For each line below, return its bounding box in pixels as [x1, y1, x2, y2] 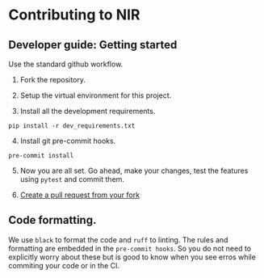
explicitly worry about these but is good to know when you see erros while [8, 252, 256, 262]
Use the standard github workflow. [8, 59, 124, 69]
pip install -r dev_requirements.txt [8, 122, 136, 130]
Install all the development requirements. [19, 107, 156, 116]
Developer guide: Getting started [8, 38, 178, 52]
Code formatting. [8, 213, 97, 227]
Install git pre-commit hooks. [19, 136, 116, 145]
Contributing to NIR [8, 6, 140, 24]
